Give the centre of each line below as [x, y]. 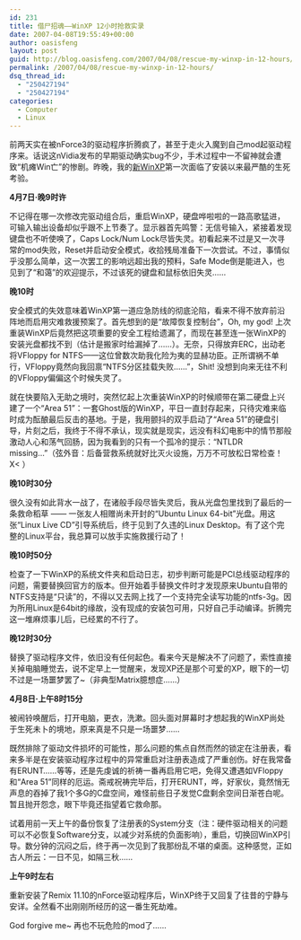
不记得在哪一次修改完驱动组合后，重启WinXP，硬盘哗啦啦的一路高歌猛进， [147, 216]
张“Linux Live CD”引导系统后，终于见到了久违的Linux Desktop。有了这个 [143, 525]
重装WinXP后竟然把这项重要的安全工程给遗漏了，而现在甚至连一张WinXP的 [148, 333]
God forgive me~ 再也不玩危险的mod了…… [88, 926]
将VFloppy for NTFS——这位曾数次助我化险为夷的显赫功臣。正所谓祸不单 [144, 356]
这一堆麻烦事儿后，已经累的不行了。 [76, 619]
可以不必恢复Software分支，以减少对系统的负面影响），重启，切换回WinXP [146, 835]
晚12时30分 [30, 638]
